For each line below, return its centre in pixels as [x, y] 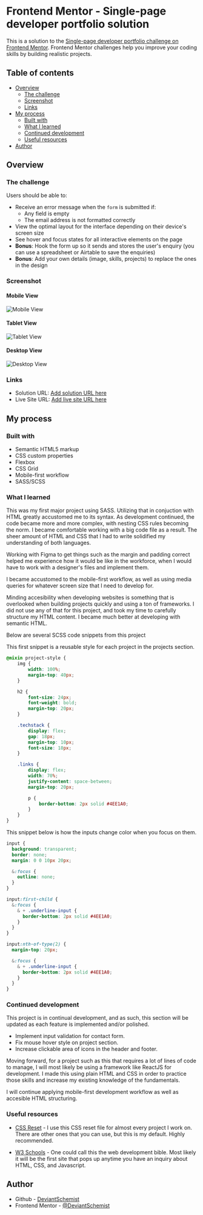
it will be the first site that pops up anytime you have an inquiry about [101, 1158]
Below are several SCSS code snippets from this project [76, 635]
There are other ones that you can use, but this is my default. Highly [100, 1134]
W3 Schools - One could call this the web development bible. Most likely [105, 1152]
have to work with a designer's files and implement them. [78, 567]
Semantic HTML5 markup [47, 449]
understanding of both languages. [49, 543]
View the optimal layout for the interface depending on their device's [101, 227]
